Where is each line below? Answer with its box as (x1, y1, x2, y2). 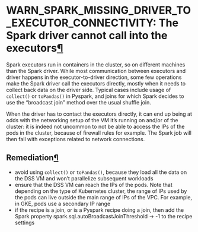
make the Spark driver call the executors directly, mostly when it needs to (6, 80, 186, 87)
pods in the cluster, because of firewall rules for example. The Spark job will (6, 129, 191, 136)
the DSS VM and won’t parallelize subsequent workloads (14, 174, 154, 182)
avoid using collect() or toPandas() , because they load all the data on (14, 169, 187, 176)
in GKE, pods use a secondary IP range (14, 200, 111, 207)
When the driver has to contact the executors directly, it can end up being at (6, 110, 193, 117)
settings (14, 219, 35, 226)
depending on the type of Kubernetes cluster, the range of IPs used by (14, 187, 187, 195)
